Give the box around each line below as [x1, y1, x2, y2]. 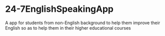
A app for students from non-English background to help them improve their [5, 20, 160, 26]
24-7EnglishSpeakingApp [5, 3, 114, 15]
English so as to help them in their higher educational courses [5, 25, 131, 31]
